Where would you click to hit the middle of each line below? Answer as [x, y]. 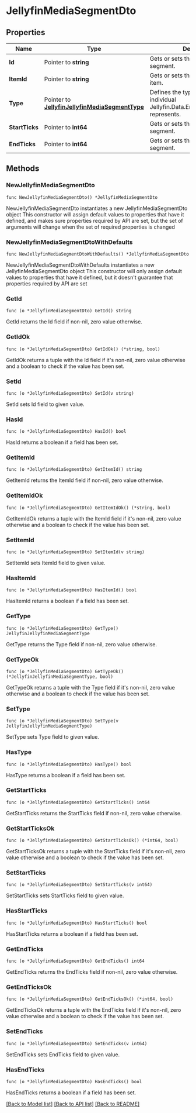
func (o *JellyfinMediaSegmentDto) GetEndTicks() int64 [75, 961]
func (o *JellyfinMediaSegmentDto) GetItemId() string [74, 470]
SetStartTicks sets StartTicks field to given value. [65, 895]
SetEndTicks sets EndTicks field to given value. [63, 1055]
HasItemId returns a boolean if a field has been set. [68, 601]
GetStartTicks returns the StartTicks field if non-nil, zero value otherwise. [94, 813]
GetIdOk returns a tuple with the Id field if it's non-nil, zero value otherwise [96, 360]
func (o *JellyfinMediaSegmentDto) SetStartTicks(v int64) [79, 885]
